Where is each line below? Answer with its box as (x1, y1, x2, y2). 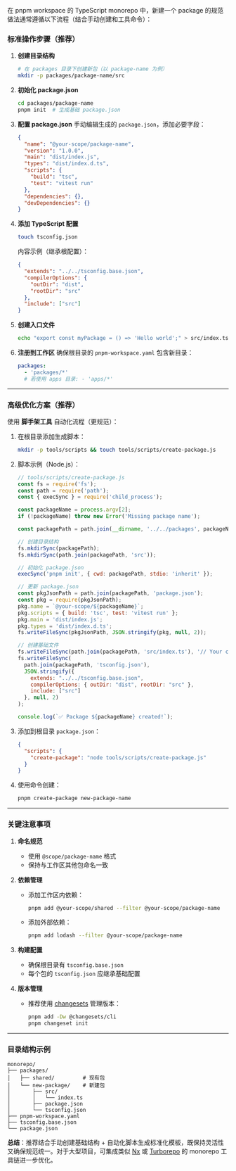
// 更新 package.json (17, 583, 79, 590)
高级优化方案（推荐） (7, 400, 79, 410)
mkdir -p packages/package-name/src (17, 72, 125, 80)
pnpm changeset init (27, 1020, 88, 1027)
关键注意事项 (7, 819, 51, 829)
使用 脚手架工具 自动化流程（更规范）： (7, 417, 119, 426)
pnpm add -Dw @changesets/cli (27, 1013, 117, 1020)
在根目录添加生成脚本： (17, 432, 86, 441)
